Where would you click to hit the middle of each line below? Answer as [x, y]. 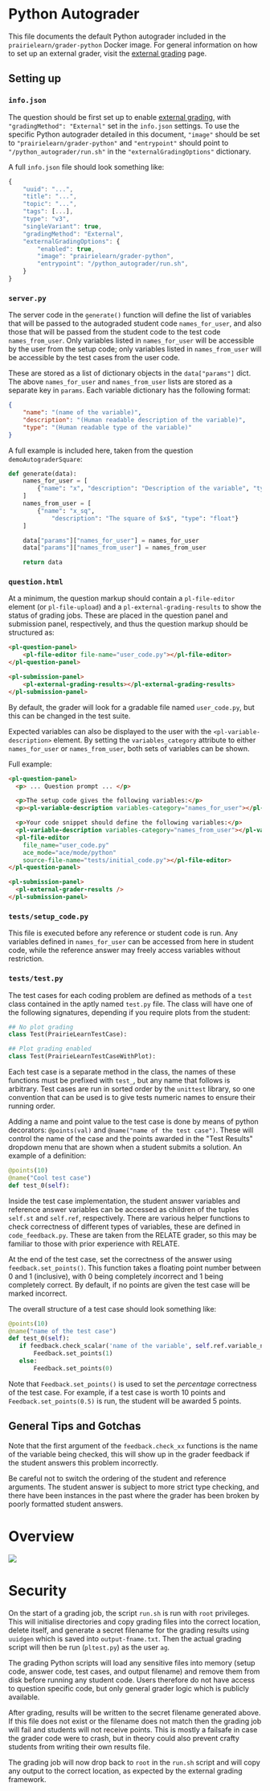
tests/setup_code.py [49, 916]
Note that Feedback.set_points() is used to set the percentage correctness [133, 1383]
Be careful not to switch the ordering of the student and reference [117, 1478]
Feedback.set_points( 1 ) [73, 1354]
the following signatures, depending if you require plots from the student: [129, 1012]
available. [24, 1697]
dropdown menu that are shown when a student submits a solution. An [125, 1148]
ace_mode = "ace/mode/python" [70, 852]
